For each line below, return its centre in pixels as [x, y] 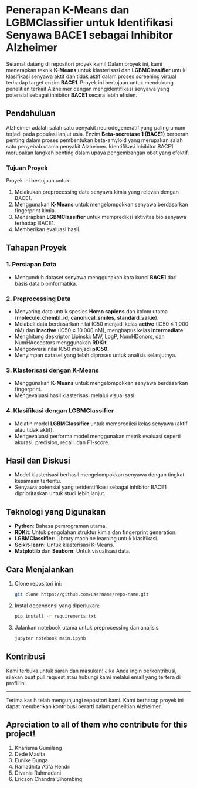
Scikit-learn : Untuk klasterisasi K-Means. [64, 545]
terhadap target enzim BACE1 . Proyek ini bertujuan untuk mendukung [90, 82]
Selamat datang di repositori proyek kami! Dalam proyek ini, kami [84, 64]
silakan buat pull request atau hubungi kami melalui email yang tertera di [93, 677]
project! [21, 734]
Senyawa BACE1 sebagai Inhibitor [89, 35]
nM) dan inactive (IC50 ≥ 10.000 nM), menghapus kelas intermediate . [99, 330]
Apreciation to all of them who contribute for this [97, 724]
